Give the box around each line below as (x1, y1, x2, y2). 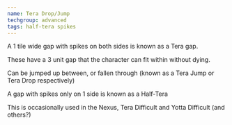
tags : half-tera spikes (7, 23, 77, 30)
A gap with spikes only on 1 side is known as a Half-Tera (7, 90, 169, 98)
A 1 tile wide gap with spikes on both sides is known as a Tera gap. (7, 42, 199, 51)
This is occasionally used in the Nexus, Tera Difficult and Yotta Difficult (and (7, 103, 225, 112)
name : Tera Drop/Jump (7, 10, 70, 17)
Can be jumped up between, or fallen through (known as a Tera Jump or (7, 69, 215, 77)
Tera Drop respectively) (7, 76, 75, 85)
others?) (7, 110, 31, 119)
